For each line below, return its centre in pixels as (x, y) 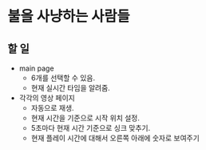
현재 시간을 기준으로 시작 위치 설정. (85, 118)
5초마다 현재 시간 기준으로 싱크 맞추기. (91, 128)
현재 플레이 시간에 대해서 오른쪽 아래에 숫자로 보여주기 (115, 138)
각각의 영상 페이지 (47, 98)
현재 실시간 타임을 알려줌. (71, 88)
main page (36, 68)
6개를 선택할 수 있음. (63, 78)
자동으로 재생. (52, 108)
